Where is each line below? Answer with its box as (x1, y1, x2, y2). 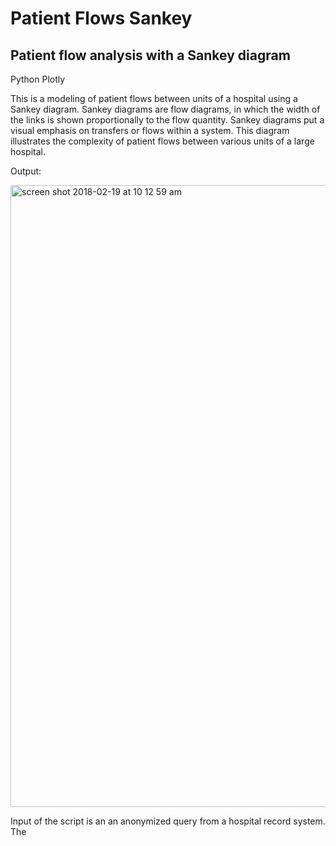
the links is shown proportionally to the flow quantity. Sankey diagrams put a (10, 114, 325, 126)
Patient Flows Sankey (10, 7, 193, 30)
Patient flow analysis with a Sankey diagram (10, 47, 291, 64)
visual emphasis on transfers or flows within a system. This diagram (10, 125, 290, 136)
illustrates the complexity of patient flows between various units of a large (10, 135, 315, 147)
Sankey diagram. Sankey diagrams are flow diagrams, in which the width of (10, 103, 321, 115)
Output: (10, 165, 42, 177)
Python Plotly (10, 73, 66, 85)
